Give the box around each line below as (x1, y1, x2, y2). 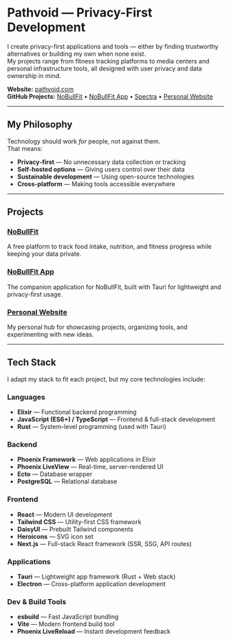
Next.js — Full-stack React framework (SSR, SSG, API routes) (16, 539, 192, 548)
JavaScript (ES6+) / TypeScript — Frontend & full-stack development (16, 415, 216, 423)
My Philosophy (7, 119, 73, 130)
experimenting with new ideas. (7, 330, 94, 339)
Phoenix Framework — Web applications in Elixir (16, 455, 156, 463)
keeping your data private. (7, 250, 82, 258)
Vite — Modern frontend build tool (16, 620, 115, 628)
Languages (7, 392, 46, 401)
